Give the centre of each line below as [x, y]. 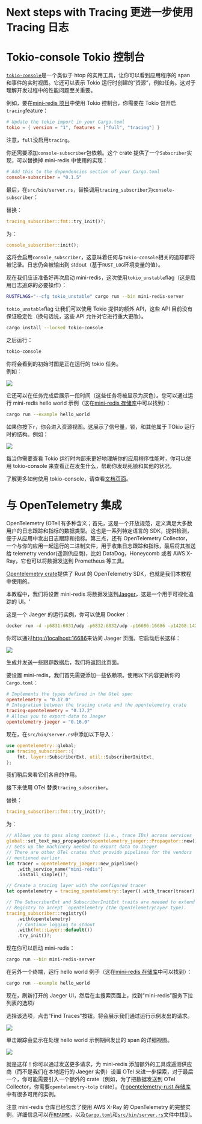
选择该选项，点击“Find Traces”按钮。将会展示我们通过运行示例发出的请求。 [99, 1015]
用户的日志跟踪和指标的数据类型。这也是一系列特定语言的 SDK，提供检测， [99, 531]
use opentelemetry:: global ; [41, 745]
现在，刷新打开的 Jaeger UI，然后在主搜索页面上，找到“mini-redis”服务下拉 [100, 995]
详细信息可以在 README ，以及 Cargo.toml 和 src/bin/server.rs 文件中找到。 [106, 1114]
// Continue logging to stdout [56, 924]
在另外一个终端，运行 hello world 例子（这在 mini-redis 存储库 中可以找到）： [99, 972]
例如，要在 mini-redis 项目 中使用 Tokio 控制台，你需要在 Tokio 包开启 [91, 103]
